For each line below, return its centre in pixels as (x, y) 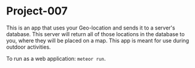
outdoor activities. (28, 47)
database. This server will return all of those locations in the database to (95, 34)
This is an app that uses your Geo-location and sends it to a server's (91, 28)
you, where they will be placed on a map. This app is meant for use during (98, 40)
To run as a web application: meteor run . (56, 58)
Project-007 (37, 11)
